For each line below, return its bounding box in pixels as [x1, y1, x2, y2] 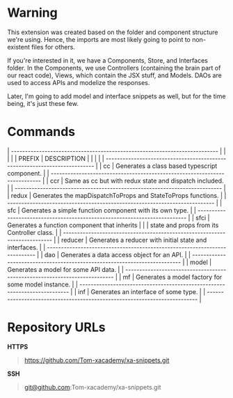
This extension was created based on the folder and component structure [7, 28, 218, 36]
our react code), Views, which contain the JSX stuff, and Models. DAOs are [7, 71, 223, 79]
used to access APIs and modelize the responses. [7, 78, 150, 86]
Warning [7, 5, 58, 21]
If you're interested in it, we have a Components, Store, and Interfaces [7, 56, 209, 64]
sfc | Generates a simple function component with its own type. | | [7, 206, 197, 214]
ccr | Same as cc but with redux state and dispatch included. [49, 176, 224, 185]
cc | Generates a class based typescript [103, 162, 218, 170]
